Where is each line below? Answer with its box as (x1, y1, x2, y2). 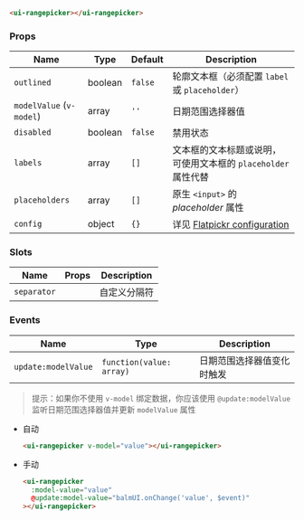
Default (130, 53, 165, 66)
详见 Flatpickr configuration (172, 218, 290, 231)
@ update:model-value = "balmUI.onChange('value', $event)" (31, 494, 251, 503)
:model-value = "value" (31, 485, 113, 495)
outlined (14, 78, 52, 88)
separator (14, 287, 56, 298)
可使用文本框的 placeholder (172, 157, 290, 170)
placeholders (14, 195, 71, 205)
